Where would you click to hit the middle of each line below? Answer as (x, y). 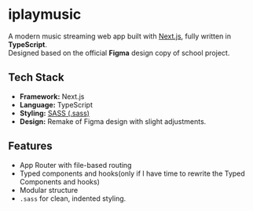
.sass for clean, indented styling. (73, 198)
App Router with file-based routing (75, 165)
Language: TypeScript (56, 104)
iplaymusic (45, 15)
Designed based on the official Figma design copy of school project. (119, 53)
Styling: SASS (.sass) (55, 113)
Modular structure (49, 190)
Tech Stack (36, 77)
